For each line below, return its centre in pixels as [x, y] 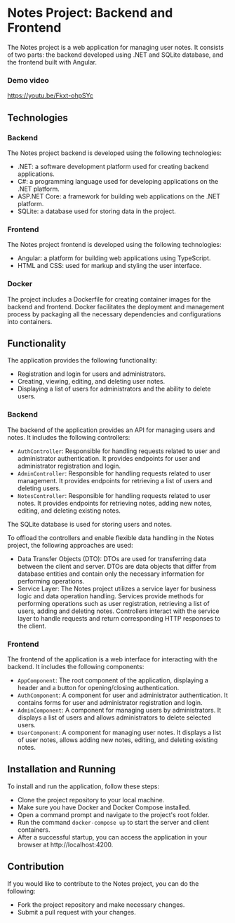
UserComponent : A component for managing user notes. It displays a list [119, 732]
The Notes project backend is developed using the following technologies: [115, 153]
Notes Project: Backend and [90, 13]
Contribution [36, 867]
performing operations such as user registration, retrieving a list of [113, 603]
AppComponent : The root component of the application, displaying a [113, 680]
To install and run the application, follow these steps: [83, 786]
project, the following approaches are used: [70, 545]
